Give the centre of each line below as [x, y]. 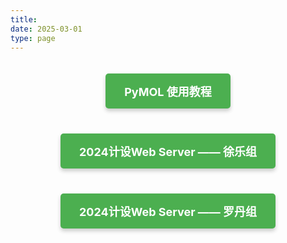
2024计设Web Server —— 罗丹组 [168, 212]
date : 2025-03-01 [46, 29]
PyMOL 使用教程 [168, 92]
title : [24, 19]
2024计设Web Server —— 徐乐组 [168, 152]
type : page [33, 38]
